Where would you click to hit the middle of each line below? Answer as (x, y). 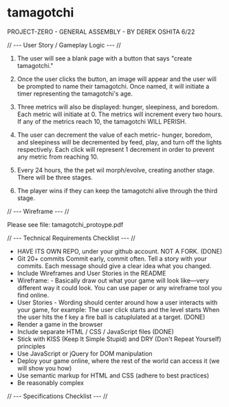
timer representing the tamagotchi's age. (75, 93)
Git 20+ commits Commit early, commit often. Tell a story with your (112, 258)
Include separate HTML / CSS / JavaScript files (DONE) (95, 331)
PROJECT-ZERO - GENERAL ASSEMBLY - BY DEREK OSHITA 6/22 (101, 32)
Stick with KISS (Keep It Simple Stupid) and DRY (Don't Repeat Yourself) (119, 339)
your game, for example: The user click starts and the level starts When (118, 309)
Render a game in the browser (60, 324)
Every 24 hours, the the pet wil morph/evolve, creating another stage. (116, 170)
